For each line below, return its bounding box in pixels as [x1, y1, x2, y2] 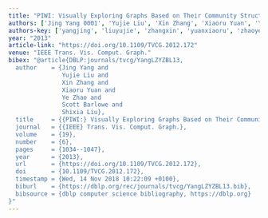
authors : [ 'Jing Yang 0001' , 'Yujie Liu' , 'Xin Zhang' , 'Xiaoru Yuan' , [8, 19, 251, 27]
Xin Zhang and [61, 78, 109, 86]
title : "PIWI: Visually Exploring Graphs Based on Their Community [8, 11, 238, 20]
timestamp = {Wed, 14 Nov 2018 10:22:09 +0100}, [15, 175, 180, 184]
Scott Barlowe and [61, 101, 124, 109]
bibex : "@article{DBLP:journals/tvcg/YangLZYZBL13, [8, 57, 183, 65]
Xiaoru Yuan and [61, 85, 116, 94]
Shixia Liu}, [61, 109, 105, 117]
